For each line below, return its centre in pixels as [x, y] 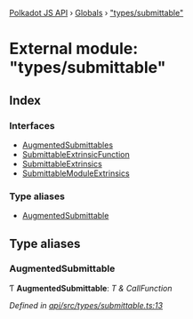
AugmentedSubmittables [68, 145]
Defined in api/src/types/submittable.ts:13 [86, 305]
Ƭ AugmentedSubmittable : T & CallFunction [91, 288]
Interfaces [32, 125]
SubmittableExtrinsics [62, 163]
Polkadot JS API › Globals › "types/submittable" [96, 13]
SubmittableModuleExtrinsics [76, 173]
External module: [74, 49]
